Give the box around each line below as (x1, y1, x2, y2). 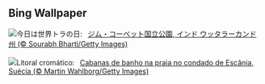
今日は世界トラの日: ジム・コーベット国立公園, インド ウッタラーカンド (16, 28, 257, 39)
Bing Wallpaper (8, 6, 87, 20)
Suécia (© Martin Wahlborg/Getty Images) (8, 66, 149, 76)
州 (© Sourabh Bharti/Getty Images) (8, 39, 128, 48)
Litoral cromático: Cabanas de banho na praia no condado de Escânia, (16, 57, 254, 67)
